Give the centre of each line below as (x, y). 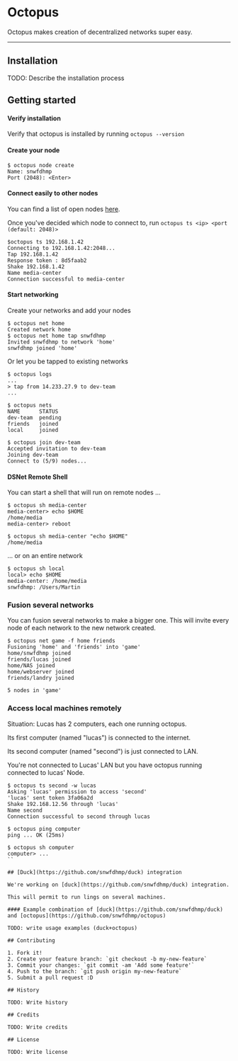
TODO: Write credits (38, 1027)
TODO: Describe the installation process (66, 78)
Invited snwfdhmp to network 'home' (61, 342)
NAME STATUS (33, 412)
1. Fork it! (25, 953)
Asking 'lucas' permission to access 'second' (77, 792)
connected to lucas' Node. (46, 772)
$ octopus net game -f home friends (61, 641)
